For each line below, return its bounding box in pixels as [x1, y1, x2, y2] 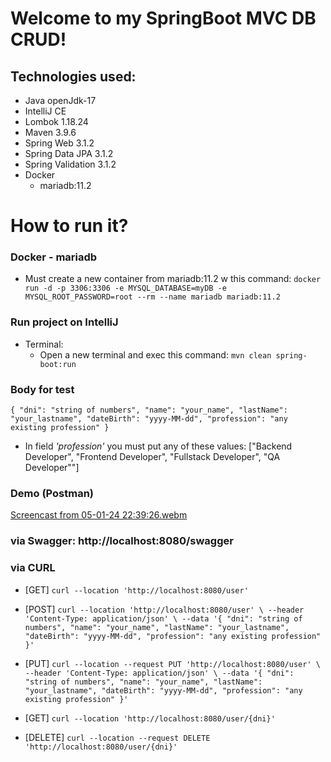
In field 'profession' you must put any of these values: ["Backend [24, 440, 293, 452]
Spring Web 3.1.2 [24, 137, 95, 149]
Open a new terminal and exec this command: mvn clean [39, 348, 272, 361]
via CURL [10, 561, 56, 575]
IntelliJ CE [24, 105, 67, 117]
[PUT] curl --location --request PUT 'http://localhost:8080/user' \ [24, 657, 321, 669]
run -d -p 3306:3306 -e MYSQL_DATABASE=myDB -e [24, 283, 227, 294]
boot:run [39, 359, 77, 369]
